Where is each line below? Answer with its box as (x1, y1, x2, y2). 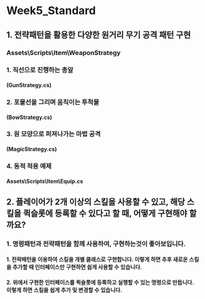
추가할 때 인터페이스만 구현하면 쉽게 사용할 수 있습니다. (12, 263, 142, 271)
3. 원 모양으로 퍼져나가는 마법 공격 (6, 130, 101, 138)
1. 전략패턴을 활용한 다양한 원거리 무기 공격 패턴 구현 (6, 29, 191, 40)
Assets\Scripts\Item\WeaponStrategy (6, 48, 121, 57)
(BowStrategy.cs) (6, 113, 52, 121)
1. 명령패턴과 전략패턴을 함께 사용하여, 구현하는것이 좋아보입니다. (6, 240, 186, 248)
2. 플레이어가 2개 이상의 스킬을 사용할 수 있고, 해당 (6, 197, 185, 207)
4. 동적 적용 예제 (6, 162, 52, 170)
